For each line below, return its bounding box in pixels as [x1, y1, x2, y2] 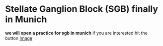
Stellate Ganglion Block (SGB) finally [5, 3, 158, 15]
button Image [5, 35, 33, 41]
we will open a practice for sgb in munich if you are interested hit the [5, 30, 148, 36]
